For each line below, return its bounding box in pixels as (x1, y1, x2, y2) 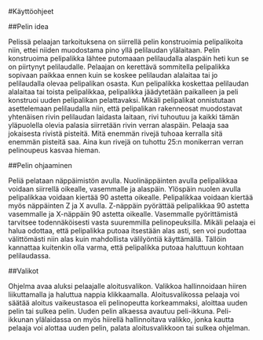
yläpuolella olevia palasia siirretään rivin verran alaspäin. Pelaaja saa (8, 121, 229, 130)
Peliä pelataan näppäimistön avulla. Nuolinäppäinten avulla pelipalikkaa (8, 176, 238, 185)
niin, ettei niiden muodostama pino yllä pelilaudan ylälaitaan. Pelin (8, 46, 221, 54)
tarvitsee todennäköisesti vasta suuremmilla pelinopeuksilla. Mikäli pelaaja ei (8, 218, 256, 227)
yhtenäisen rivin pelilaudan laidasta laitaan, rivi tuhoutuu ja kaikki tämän (8, 112, 239, 121)
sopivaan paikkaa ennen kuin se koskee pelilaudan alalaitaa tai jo (8, 71, 218, 79)
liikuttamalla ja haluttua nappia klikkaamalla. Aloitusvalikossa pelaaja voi (8, 290, 240, 299)
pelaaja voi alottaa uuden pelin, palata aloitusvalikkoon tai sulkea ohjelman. (8, 324, 250, 332)
